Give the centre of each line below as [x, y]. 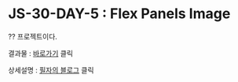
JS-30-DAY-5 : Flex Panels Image [119, 14]
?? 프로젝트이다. [33, 36]
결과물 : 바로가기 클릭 [40, 53]
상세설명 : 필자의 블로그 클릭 [51, 70]
